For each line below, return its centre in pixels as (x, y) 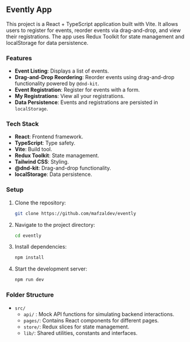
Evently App (29, 10)
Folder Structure (30, 295)
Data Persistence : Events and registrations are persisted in (86, 102)
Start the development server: (51, 269)
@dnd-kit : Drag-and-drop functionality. (63, 168)
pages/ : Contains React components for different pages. (91, 320)
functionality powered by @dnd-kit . (57, 84)
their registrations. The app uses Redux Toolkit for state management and (95, 36)
